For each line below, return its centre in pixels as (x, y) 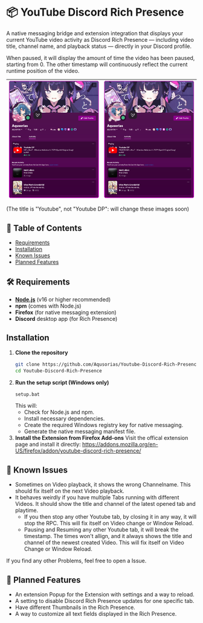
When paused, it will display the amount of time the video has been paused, (101, 58)
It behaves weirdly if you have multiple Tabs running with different (97, 497)
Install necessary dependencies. (64, 419)
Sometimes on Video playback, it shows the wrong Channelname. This (103, 485)
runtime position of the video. (43, 70)
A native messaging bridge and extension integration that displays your (95, 33)
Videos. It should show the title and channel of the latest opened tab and (105, 504)
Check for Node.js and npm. (59, 412)
